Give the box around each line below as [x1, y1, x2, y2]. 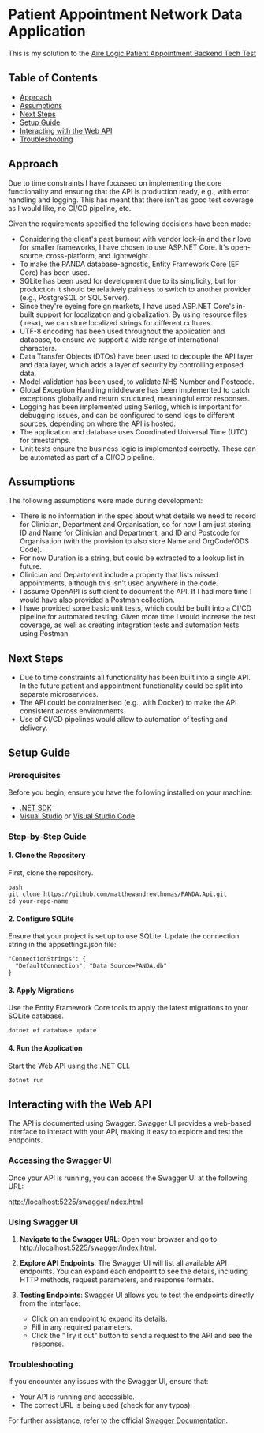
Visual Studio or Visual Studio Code [19, 811, 136, 821]
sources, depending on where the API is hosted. [19, 419, 176, 428]
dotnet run [8, 1076, 44, 1084]
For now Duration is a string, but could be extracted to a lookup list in [19, 553, 244, 562]
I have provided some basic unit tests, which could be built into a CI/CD [19, 604, 252, 613]
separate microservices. [19, 690, 99, 699]
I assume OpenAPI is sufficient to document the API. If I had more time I [19, 587, 252, 596]
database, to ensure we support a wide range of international [19, 334, 219, 344]
